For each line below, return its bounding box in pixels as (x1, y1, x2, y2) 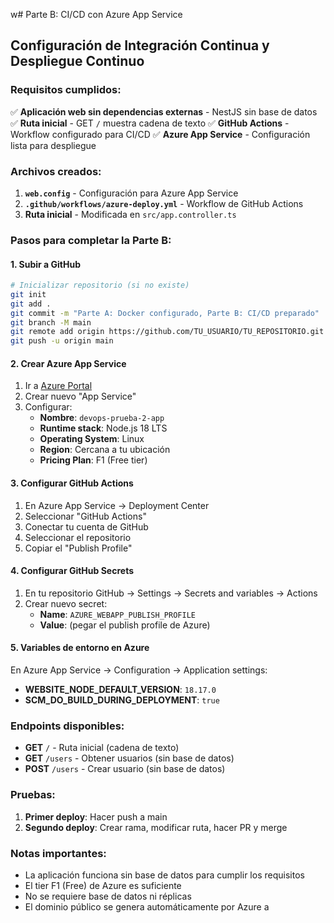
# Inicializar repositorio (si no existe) (10, 280, 190, 291)
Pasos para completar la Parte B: (10, 233, 172, 247)
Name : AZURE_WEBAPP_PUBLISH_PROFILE (39, 608, 196, 620)
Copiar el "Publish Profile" (24, 542, 133, 554)
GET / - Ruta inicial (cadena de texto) (24, 742, 180, 754)
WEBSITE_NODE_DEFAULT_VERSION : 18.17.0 (24, 684, 217, 696)
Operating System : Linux (39, 433, 145, 445)
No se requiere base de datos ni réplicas (24, 890, 192, 902)
